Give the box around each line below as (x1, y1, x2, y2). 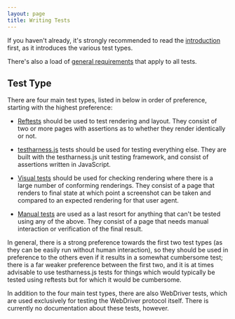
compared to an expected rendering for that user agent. (17, 196, 179, 205)
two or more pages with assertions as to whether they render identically (17, 124, 226, 133)
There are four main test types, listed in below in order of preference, (7, 96, 207, 104)
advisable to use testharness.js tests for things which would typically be (7, 268, 215, 277)
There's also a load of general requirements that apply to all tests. (7, 57, 198, 65)
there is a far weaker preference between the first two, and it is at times (7, 261, 214, 269)
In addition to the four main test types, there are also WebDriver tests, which (7, 289, 228, 298)
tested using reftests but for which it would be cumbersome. (7, 276, 182, 284)
